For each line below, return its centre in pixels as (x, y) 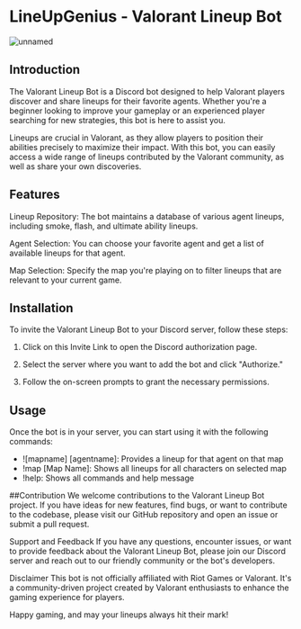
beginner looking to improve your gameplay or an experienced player (137, 111)
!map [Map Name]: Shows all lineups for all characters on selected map (155, 469)
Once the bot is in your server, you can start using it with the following (139, 432)
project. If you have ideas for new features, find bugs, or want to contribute (148, 505)
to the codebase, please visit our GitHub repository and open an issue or (144, 515)
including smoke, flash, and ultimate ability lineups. (104, 226)
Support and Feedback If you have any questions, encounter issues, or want (150, 542)
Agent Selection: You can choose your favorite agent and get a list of (137, 243)
